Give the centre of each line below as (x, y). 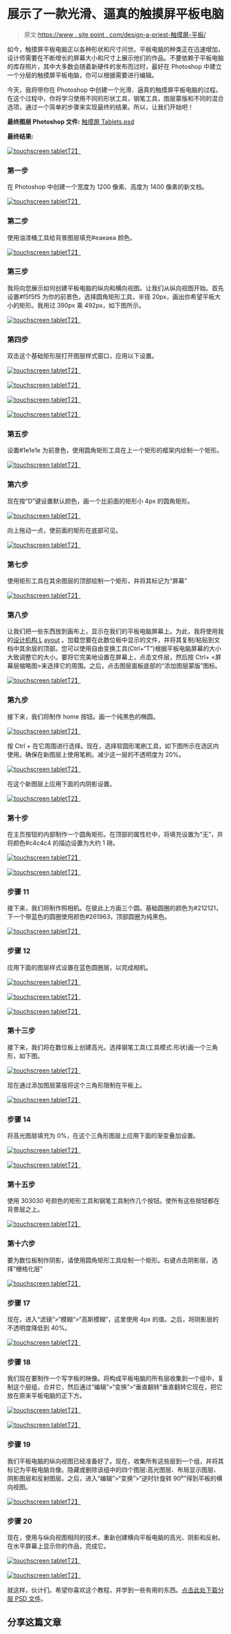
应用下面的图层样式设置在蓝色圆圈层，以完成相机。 (79, 967)
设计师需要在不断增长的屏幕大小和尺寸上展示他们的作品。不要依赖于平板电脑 (115, 58)
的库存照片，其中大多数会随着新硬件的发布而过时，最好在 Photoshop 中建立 (114, 66)
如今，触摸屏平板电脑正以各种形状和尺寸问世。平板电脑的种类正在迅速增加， (115, 49)
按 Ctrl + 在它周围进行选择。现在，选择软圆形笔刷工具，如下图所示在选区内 (113, 746)
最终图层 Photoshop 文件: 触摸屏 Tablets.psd (71, 121)
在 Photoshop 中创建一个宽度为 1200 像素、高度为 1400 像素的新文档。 (108, 187)
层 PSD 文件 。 (27, 1598)
